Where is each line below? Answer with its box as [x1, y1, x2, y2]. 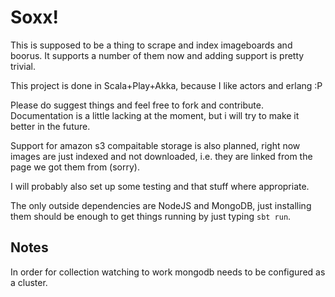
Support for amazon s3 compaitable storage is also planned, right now [10, 139, 301, 151]
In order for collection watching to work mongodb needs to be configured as [10, 266, 326, 278]
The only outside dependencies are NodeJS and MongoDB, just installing [10, 199, 312, 211]
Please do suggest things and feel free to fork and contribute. [10, 99, 265, 111]
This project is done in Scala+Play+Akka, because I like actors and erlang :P [10, 79, 323, 91]
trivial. [10, 60, 36, 72]
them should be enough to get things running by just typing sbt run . [10, 210, 292, 222]
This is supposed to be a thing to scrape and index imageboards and [10, 39, 293, 51]
